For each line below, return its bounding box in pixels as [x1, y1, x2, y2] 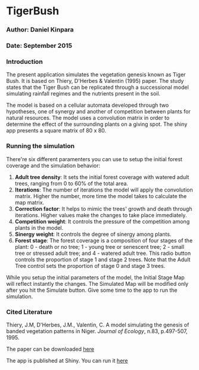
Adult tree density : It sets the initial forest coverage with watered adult [14, 173, 189, 180]
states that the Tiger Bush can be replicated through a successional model [6, 84, 189, 91]
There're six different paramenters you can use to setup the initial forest [6, 155, 183, 162]
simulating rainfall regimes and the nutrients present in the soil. [6, 90, 161, 97]
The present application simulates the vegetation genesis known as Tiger [6, 71, 186, 78]
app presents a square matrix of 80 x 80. [6, 127, 107, 134]
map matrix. [14, 199, 45, 206]
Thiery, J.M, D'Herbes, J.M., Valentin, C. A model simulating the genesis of [6, 321, 189, 328]
